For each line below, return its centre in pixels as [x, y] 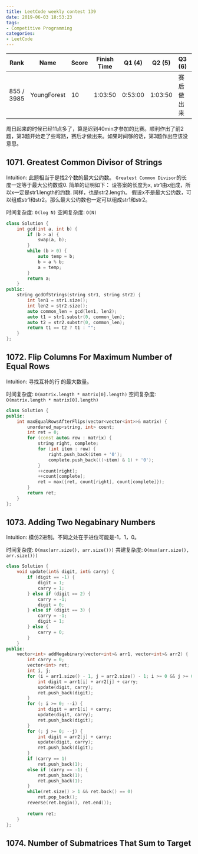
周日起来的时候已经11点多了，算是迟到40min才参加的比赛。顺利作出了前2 [95, 129]
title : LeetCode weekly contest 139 [51, 12]
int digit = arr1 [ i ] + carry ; [75, 709]
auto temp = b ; [56, 257]
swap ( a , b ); [52, 240]
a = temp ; [49, 267]
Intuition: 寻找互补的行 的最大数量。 [49, 381]
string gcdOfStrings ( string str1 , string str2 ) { [79, 295]
